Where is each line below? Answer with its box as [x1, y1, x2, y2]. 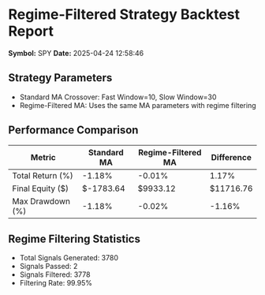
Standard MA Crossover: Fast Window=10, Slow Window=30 [19, 92, 217, 102]
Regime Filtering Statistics [8, 232, 140, 245]
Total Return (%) [12, 170, 73, 181]
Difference [211, 151, 252, 162]
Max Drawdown [12, 196, 71, 207]
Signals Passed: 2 [19, 262, 78, 271]
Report [8, 22, 54, 40]
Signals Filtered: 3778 [19, 270, 91, 279]
